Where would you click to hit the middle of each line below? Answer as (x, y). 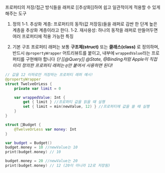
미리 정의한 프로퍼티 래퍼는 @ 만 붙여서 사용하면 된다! (62, 65)
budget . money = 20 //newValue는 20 (41, 161)
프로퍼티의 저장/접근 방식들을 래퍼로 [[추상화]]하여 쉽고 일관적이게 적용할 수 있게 (83, 7)
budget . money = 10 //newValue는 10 (41, 147)
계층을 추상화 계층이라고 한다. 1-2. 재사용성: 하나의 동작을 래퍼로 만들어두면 (85, 30)
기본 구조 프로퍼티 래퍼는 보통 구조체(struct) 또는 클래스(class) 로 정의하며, (86, 47)
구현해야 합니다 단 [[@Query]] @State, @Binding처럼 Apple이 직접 (91, 59)
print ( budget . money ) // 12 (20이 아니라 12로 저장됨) (58, 166)
